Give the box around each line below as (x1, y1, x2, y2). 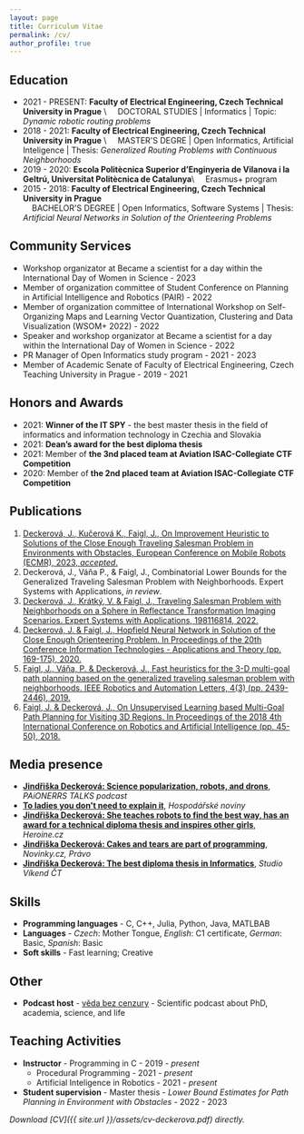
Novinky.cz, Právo (22, 849, 92, 860)
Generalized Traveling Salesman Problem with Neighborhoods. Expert (22, 576, 284, 587)
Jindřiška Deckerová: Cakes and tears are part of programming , (22, 839, 268, 850)
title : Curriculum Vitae (9, 22, 103, 31)
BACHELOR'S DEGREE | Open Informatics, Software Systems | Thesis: (31, 203, 294, 214)
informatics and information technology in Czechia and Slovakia (22, 429, 261, 440)
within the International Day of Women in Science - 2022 (22, 340, 235, 351)
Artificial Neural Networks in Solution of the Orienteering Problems (22, 213, 272, 224)
